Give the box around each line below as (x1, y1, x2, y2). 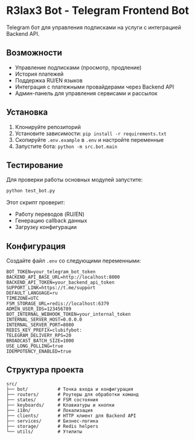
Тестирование (6, 160, 63, 170)
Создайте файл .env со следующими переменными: (6, 257, 141, 264)
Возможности (6, 48, 62, 58)
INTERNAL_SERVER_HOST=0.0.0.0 (6, 316, 83, 323)
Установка (6, 107, 48, 118)
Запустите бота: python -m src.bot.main (14, 142, 118, 150)
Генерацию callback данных (14, 217, 88, 224)
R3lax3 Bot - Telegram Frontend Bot (6, 4, 189, 18)
